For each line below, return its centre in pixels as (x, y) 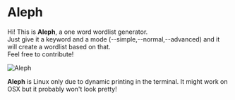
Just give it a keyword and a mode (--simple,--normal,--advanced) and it (114, 39)
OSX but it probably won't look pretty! (62, 89)
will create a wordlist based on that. (59, 46)
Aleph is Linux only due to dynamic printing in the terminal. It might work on (117, 81)
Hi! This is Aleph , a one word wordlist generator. (78, 32)
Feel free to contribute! (41, 54)
